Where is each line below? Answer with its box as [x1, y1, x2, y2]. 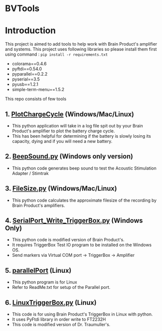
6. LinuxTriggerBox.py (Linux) [5, 299, 97, 307]
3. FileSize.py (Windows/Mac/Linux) [5, 185, 117, 193]
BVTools [5, 3, 40, 14]
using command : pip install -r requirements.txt [5, 51, 108, 57]
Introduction [5, 25, 56, 36]
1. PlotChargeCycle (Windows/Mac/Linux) [5, 110, 134, 118]
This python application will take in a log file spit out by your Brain [12, 123, 143, 128]
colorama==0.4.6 [12, 61, 47, 67]
